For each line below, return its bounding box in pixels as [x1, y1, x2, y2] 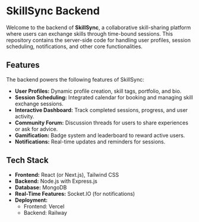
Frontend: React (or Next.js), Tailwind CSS [14, 171, 119, 178]
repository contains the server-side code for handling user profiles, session [6, 36, 191, 43]
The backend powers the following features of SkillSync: [6, 76, 144, 83]
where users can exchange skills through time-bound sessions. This [6, 30, 173, 37]
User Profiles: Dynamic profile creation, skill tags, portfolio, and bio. [14, 87, 182, 95]
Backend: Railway [23, 209, 67, 216]
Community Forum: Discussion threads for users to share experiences [14, 119, 189, 126]
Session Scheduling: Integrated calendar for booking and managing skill [14, 93, 193, 101]
